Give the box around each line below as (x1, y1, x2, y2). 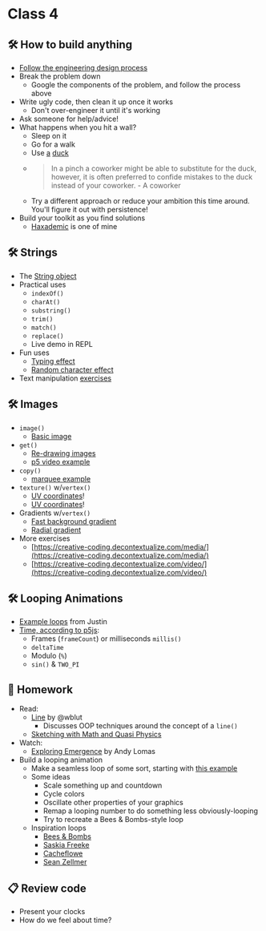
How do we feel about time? (18, 915, 112, 925)
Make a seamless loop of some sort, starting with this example (30, 764, 238, 773)
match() (30, 324, 57, 332)
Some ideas (30, 772, 71, 782)
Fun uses (18, 348, 50, 357)
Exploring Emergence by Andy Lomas (30, 747, 155, 756)
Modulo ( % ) (30, 651, 67, 661)
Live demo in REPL (30, 339, 93, 349)
